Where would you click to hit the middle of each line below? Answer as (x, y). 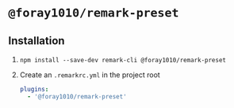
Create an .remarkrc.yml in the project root (90, 75)
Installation (36, 41)
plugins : (34, 89)
